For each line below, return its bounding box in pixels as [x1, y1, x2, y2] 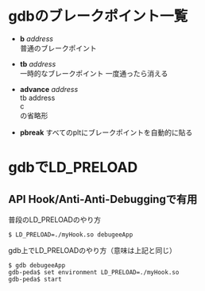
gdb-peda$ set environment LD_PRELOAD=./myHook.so [8, 268, 180, 276]
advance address [19, 84, 79, 94]
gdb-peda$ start [8, 275, 62, 283]
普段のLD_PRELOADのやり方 [8, 215, 102, 224]
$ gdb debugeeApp [8, 261, 66, 270]
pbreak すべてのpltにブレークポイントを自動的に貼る [19, 128, 193, 137]
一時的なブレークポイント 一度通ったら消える [19, 68, 168, 78]
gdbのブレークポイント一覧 [8, 7, 188, 25]
